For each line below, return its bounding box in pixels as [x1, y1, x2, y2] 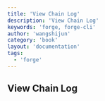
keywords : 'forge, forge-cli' [7, 23, 97, 30]
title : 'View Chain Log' [7, 10, 80, 18]
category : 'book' [7, 37, 58, 44]
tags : [7, 50, 23, 57]
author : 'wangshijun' [7, 30, 71, 37]
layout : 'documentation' [7, 43, 80, 50]
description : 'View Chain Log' [7, 17, 99, 24]
